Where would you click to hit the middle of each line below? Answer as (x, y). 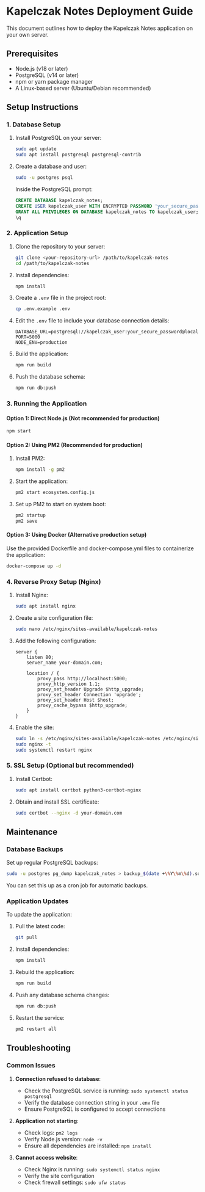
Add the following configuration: (56, 641)
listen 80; (40, 657)
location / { (43, 673)
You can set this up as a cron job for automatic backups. (77, 885)
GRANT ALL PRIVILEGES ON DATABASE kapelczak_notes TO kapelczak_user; (107, 212)
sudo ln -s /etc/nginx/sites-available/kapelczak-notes (88, 738)
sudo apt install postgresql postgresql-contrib (78, 155)
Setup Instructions (42, 107)
